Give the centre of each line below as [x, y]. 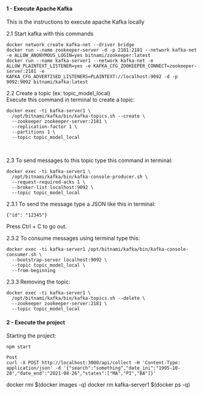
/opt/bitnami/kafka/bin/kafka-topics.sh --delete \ [79, 298]
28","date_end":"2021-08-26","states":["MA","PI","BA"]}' [81, 373]
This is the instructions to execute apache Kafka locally [75, 22]
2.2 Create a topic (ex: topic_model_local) [58, 93]
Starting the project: [31, 336]
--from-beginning [34, 271]
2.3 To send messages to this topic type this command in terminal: [90, 160]
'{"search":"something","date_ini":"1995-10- [122, 368]
